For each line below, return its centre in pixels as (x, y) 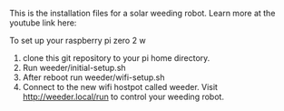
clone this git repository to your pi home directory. (116, 58)
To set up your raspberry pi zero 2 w (78, 40)
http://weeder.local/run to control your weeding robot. (123, 96)
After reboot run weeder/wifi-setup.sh (93, 77)
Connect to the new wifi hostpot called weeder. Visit (120, 87)
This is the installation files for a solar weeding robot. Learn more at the (142, 13)
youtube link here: (43, 23)
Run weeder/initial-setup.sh (74, 68)
